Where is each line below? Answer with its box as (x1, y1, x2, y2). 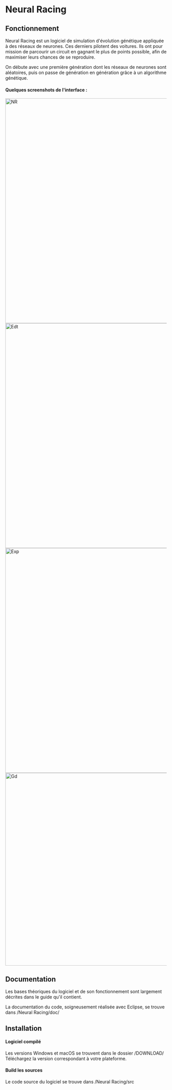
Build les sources (5, 1067, 42, 1074)
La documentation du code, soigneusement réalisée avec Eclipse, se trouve (5, 1004, 165, 1010)
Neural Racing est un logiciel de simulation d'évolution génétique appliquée (5, 38, 164, 44)
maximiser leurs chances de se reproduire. (5, 54, 96, 60)
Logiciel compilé (5, 1039, 41, 1044)
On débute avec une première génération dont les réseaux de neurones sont (5, 64, 167, 70)
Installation (5, 1024, 42, 1033)
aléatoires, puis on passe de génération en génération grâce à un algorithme (5, 69, 167, 76)
